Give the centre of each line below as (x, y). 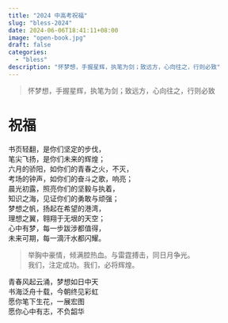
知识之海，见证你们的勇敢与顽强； (64, 198)
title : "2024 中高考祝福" (48, 15)
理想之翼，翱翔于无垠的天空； (57, 218)
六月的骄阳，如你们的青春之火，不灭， (70, 169)
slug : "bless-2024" (40, 23)
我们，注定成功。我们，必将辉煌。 (83, 264)
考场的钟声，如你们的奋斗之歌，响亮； (70, 178)
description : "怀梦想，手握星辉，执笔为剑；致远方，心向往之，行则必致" (114, 67)
